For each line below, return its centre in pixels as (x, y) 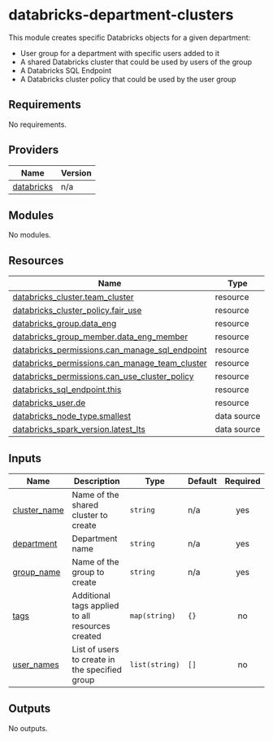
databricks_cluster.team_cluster (73, 297)
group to (88, 572)
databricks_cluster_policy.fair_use (77, 311)
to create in (93, 659)
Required (243, 481)
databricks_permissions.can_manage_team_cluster (110, 364)
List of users (95, 649)
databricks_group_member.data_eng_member (100, 337)
